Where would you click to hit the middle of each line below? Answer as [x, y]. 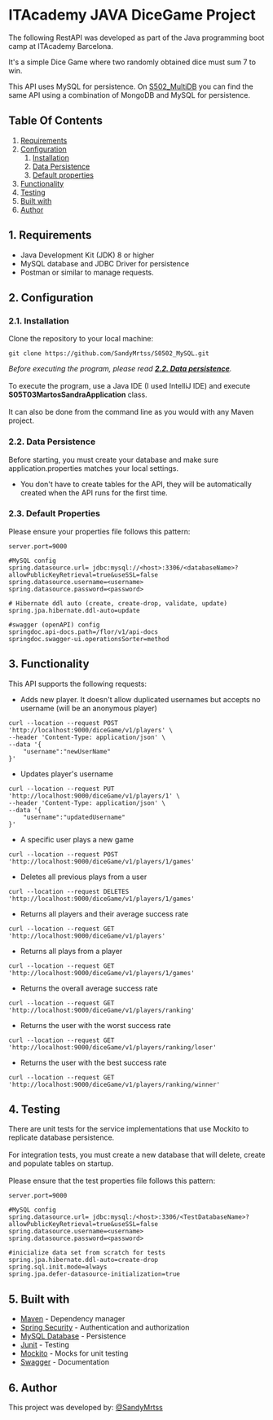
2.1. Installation [39, 321]
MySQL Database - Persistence [73, 1336]
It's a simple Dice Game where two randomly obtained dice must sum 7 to [132, 62]
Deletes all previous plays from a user [84, 877]
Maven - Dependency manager [73, 1319]
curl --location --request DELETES [69, 891]
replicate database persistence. [62, 1137]
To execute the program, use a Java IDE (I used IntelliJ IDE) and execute [130, 386]
